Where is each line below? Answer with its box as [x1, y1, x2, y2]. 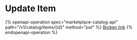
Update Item [5, 3, 56, 14]
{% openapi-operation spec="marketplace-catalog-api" [5, 19, 118, 25]
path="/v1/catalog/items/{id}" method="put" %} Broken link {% [5, 24, 133, 30]
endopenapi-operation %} [5, 29, 58, 35]
